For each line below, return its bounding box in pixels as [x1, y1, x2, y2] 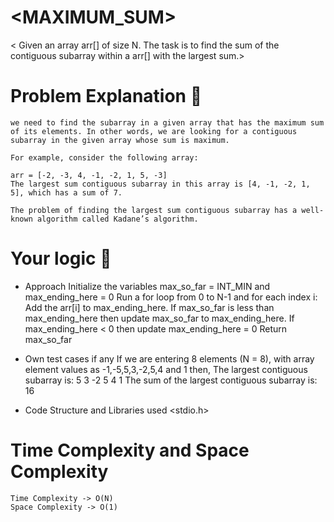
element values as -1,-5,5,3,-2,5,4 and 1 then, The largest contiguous [24, 363, 308, 375]
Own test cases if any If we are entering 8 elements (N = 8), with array [24, 352, 315, 365]
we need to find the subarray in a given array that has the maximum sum [10, 117, 325, 128]
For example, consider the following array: [10, 152, 199, 163]
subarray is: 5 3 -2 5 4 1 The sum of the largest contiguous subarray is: [24, 374, 318, 386]
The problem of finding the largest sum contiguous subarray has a [10, 205, 298, 215]
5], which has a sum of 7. [10, 187, 123, 198]
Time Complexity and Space [10, 439, 250, 461]
